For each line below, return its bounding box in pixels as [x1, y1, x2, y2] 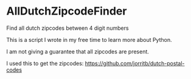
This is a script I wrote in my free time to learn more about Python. [6, 36, 172, 43]
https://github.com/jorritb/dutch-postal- [85, 60, 185, 67]
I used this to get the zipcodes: [6, 60, 84, 67]
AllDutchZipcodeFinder [6, 4, 127, 18]
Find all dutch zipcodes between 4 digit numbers [6, 24, 129, 32]
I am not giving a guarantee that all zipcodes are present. [6, 47, 149, 55]
